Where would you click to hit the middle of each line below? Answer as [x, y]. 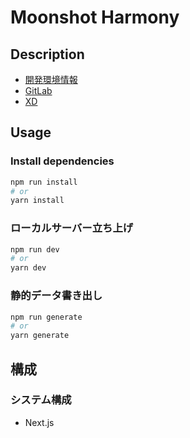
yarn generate [40, 336]
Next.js [39, 422]
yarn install [37, 201]
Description [47, 54]
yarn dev [28, 268]
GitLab [38, 90]
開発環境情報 [51, 79]
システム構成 [41, 400]
